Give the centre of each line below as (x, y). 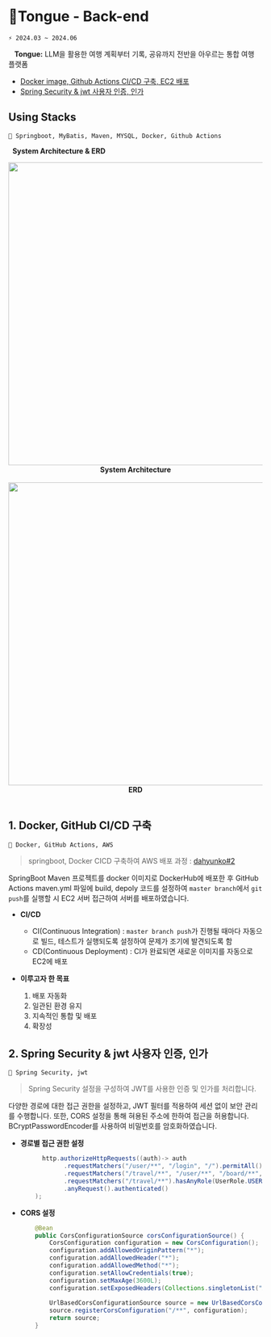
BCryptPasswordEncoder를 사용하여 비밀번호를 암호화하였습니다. (113, 1126)
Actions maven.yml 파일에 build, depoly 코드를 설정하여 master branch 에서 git (135, 888)
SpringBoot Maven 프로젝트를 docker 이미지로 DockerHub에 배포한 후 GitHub (134, 878)
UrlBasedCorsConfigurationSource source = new (129, 1303)
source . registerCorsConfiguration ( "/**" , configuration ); (149, 1311)
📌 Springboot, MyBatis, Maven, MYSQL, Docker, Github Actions (115, 136)
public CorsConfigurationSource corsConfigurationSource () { (140, 1235)
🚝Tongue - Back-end (79, 17)
